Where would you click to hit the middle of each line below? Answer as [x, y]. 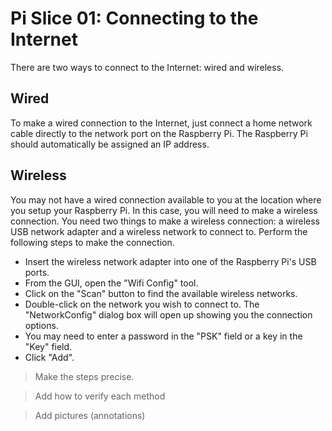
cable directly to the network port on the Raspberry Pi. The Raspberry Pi [159, 133]
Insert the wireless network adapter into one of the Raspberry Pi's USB [170, 261]
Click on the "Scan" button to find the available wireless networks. [161, 293]
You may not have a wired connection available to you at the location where [166, 199]
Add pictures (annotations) [90, 415]
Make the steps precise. [84, 376]
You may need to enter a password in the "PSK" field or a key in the [163, 336]
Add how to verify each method [100, 396]
